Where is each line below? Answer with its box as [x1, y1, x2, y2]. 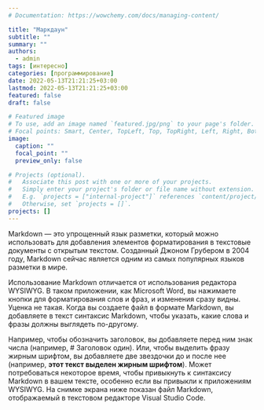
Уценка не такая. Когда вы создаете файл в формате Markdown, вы [8, 302, 234, 312]
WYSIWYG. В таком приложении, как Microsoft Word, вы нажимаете [8, 286, 236, 295]
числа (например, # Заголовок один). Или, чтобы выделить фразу [8, 342, 230, 352]
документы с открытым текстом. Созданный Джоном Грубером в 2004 [8, 245, 250, 255]
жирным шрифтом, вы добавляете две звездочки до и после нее [8, 351, 226, 361]
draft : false [8, 99, 51, 107]
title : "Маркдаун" [8, 25, 68, 34]
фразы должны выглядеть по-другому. [8, 319, 139, 328]
